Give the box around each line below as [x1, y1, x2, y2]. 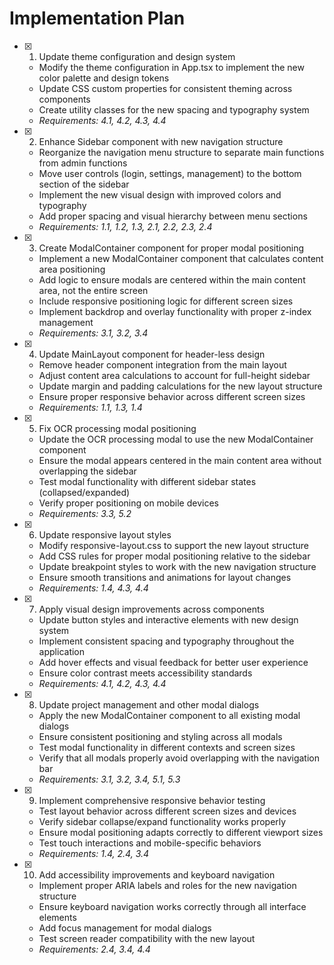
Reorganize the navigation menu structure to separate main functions [38, 146, 325, 158]
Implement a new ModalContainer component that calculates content [38, 252, 324, 264]
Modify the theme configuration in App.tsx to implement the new [38, 61, 305, 73]
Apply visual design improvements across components [38, 603, 265, 615]
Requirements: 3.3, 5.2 [38, 507, 132, 519]
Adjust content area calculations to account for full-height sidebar [38, 369, 311, 381]
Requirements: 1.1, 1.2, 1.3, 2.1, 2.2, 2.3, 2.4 [38, 220, 213, 232]
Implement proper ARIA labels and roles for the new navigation [38, 879, 297, 891]
